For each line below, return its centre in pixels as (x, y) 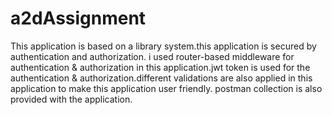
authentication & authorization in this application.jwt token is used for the (160, 67)
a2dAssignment (78, 18)
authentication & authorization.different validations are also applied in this (161, 78)
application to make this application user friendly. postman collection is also (166, 88)
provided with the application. (71, 99)
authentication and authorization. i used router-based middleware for (152, 56)
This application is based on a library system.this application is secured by (163, 46)
